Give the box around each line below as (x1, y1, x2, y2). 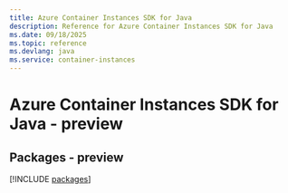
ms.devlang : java (9, 47, 75, 56)
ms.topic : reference (9, 38, 88, 48)
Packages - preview (9, 150, 124, 165)
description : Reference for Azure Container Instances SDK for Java (9, 22, 274, 31)
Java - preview (9, 114, 124, 134)
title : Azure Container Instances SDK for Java (9, 13, 193, 23)
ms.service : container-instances (9, 55, 136, 64)
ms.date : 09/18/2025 (9, 30, 88, 39)
